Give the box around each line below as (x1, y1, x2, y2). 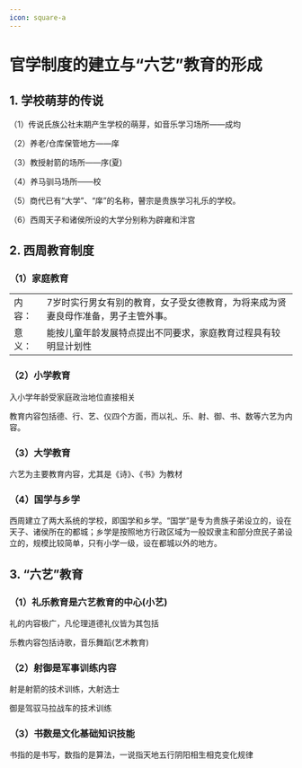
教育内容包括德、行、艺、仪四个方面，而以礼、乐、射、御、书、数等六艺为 (9, 410, 285, 421)
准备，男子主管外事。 (82, 310, 173, 322)
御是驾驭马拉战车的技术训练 (9, 702, 112, 714)
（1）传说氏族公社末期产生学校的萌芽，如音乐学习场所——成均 (9, 119, 241, 129)
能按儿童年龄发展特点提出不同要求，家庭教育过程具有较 (46, 327, 281, 340)
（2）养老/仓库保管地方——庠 (9, 137, 120, 148)
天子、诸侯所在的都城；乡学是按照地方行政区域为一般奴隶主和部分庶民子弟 (9, 526, 285, 537)
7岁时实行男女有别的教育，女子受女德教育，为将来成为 (46, 296, 278, 309)
